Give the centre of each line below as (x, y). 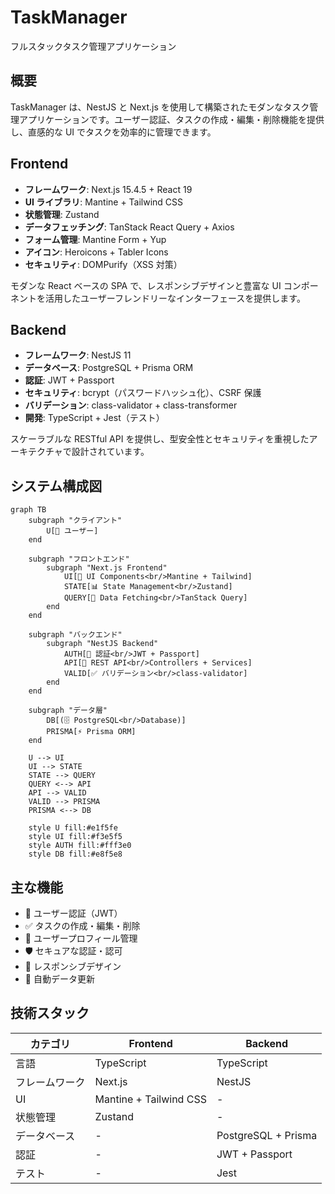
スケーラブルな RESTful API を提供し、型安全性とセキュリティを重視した (160, 439)
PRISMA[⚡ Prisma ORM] (91, 732)
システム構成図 (56, 486)
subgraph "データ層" (68, 711)
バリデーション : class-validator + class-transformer (131, 405)
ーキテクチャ (36, 452)
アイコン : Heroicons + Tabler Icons (96, 252)
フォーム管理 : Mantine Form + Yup (95, 239)
